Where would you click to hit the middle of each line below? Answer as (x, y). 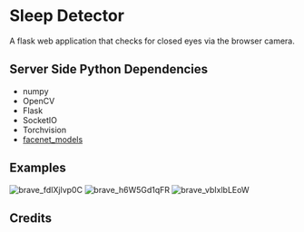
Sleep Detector (67, 16)
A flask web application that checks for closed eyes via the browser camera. (152, 41)
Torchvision (44, 130)
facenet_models (53, 139)
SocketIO (39, 120)
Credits (31, 218)
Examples (38, 168)
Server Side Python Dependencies (109, 69)
